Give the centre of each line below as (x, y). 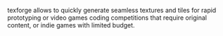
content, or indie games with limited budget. (71, 25)
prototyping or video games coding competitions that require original (107, 18)
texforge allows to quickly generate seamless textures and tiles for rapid (112, 10)
